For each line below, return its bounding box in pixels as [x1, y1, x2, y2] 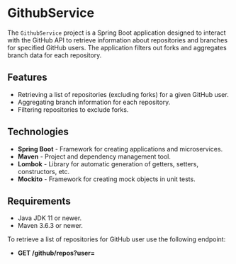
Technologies [7, 126, 69, 138]
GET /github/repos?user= [17, 249, 96, 258]
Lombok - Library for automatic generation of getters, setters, [17, 159, 199, 168]
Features [7, 71, 47, 84]
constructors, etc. [17, 167, 70, 176]
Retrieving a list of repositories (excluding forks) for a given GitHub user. [17, 90, 229, 98]
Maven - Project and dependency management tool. [17, 152, 172, 161]
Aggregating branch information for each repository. [17, 98, 171, 106]
